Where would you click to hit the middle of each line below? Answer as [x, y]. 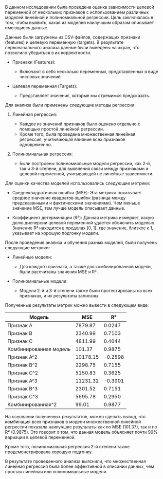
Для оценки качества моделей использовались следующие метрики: [78, 183]
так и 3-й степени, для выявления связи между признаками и [84, 168]
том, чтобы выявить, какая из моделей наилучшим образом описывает [80, 22]
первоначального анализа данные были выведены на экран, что [72, 47]
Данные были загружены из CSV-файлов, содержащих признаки [72, 37]
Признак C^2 [23, 373]
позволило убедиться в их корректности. [48, 53]
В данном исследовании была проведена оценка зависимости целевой [80, 7]
